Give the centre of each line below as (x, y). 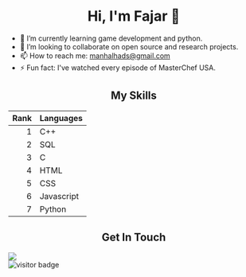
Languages (61, 118)
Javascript (59, 196)
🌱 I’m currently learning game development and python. (111, 38)
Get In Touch (134, 238)
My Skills (134, 96)
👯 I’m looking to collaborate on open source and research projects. (129, 46)
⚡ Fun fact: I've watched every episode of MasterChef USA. (118, 68)
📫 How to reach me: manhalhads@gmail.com (95, 56)
